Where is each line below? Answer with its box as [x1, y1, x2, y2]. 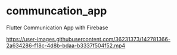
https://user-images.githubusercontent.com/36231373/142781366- [6, 35, 171, 42]
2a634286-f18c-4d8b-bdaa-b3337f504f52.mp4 [6, 42, 126, 49]
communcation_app [6, 4, 107, 18]
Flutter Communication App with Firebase [6, 24, 108, 31]
